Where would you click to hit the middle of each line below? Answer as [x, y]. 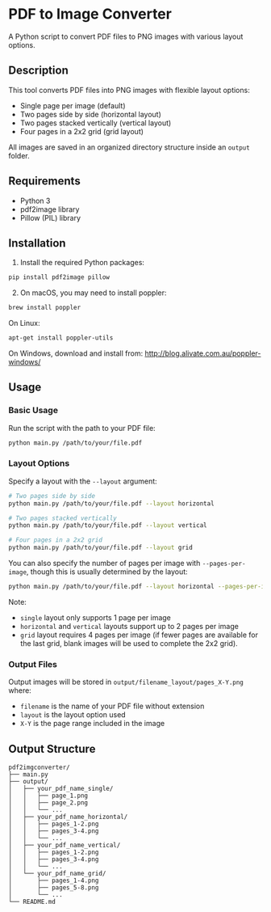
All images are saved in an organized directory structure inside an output [129, 147]
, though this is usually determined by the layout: [107, 572]
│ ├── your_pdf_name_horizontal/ [68, 817]
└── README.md [32, 902]
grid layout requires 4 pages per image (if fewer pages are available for [139, 635]
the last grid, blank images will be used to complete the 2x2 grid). [129, 643]
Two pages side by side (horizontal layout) [90, 114]
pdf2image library [50, 209]
